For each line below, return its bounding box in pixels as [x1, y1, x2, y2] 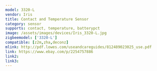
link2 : [5, 53, 19, 59]
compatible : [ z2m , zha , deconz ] [5, 40, 69, 45]
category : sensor [5, 21, 42, 26]
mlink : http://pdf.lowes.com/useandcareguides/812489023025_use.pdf [5, 44, 152, 49]
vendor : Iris [5, 12, 33, 17]
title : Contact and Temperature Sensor [5, 16, 89, 21]
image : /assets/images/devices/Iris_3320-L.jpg [5, 30, 107, 35]
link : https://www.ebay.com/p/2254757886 [5, 49, 94, 54]
